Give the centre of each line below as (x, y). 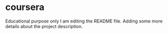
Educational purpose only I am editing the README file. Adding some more (84, 21)
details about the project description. (44, 26)
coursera (25, 7)
